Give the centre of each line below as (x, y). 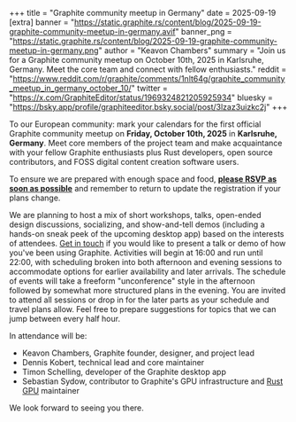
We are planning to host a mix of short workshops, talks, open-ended (135, 215)
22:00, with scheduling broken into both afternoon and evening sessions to (146, 262)
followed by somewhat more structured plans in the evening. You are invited (148, 290)
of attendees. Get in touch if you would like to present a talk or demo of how (148, 243)
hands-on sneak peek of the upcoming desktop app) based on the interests (147, 234)
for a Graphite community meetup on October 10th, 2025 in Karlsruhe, (137, 60)
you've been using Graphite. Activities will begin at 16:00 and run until (136, 253)
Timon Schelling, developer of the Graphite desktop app (124, 372)
